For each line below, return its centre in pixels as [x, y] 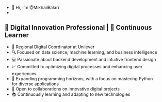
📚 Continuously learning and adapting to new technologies [71, 94]
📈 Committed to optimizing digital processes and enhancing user [77, 66]
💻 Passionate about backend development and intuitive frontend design [84, 59]
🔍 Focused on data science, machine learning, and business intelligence [84, 52]
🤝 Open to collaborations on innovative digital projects [65, 89]
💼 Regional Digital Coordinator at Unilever [53, 47]
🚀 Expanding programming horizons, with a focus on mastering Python [82, 78]
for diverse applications [35, 84]
